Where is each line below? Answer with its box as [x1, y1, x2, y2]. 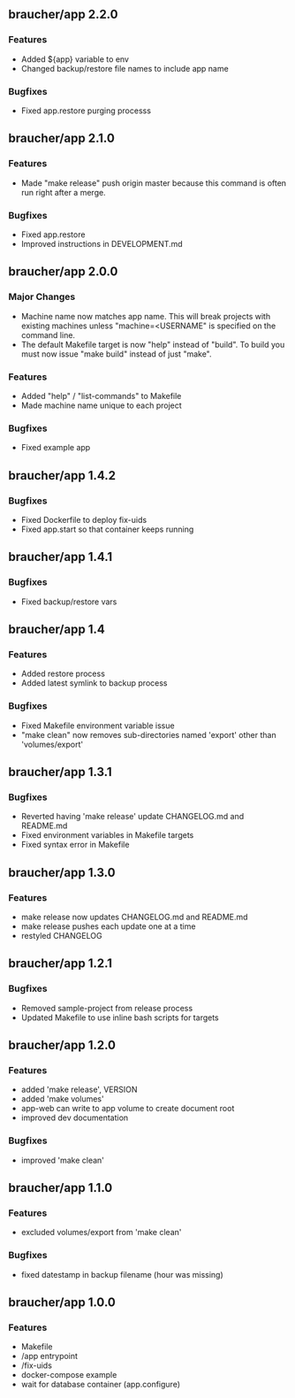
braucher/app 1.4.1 [8, 549, 113, 565]
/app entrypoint [20, 1351, 79, 1362]
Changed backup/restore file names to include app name [20, 63, 229, 73]
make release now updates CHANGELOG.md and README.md [20, 911, 248, 922]
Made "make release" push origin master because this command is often [20, 177, 287, 188]
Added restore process [20, 668, 105, 680]
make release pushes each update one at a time [20, 920, 196, 932]
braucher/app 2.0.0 [8, 265, 118, 280]
